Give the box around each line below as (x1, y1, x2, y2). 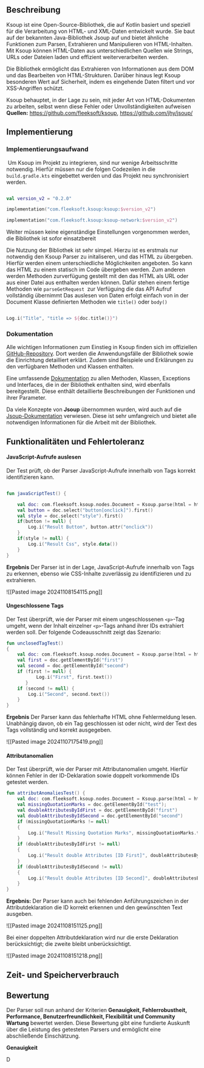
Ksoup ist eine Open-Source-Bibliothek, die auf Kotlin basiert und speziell (6, 21, 191, 28)
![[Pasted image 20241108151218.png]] (6, 952, 103, 960)
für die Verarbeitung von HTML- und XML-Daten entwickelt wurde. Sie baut (6, 27, 195, 35)
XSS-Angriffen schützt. (6, 85, 64, 92)
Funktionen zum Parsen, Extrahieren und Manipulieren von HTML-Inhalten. (6, 40, 193, 47)
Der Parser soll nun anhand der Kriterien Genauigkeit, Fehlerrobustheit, (6, 1007, 187, 1014)
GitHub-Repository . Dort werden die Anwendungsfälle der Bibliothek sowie (6, 350, 194, 358)
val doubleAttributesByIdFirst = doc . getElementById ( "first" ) (17, 807, 178, 814)
